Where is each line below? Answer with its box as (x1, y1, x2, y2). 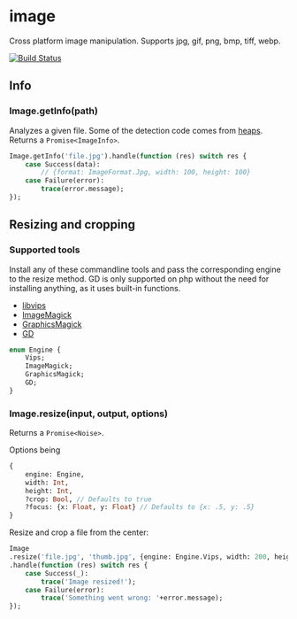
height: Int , (25, 486, 73, 495)
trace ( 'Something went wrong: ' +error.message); (41, 593, 224, 603)
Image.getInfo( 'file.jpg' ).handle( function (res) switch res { (9, 151, 247, 160)
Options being (9, 445, 61, 455)
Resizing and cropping (9, 217, 135, 232)
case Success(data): (25, 159, 101, 169)
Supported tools (9, 244, 80, 256)
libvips (21, 299, 47, 311)
